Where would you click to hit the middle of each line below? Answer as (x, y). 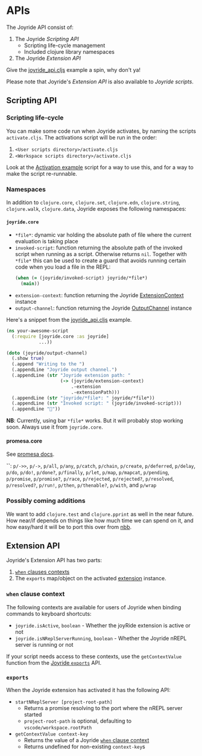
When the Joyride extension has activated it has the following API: (88, 690)
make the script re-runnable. (42, 173)
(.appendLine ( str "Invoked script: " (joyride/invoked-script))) (97, 403)
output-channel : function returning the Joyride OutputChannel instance (103, 308)
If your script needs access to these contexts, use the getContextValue (94, 656)
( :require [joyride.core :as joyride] (61, 336)
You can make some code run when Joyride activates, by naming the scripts (101, 131)
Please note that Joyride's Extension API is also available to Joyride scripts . (100, 82)
